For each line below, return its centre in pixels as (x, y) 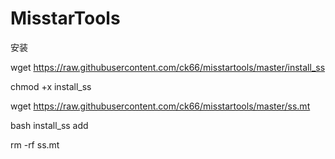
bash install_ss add (49, 125)
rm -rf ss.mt (35, 144)
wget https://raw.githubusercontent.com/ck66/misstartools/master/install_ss (168, 67)
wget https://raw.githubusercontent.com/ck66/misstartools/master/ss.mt (160, 106)
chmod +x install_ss (51, 86)
